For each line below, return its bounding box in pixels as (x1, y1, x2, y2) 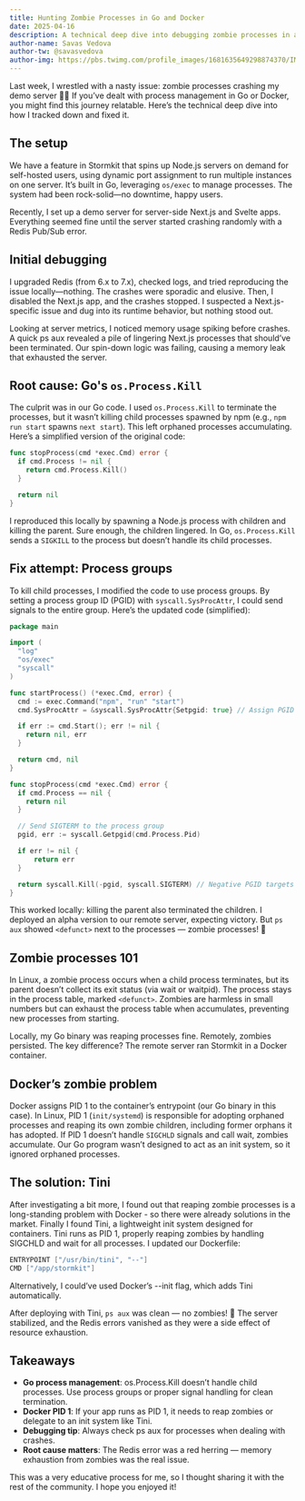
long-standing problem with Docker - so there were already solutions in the (9, 1208, 290, 1219)
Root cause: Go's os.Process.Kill (9, 378, 202, 393)
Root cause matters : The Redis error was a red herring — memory (22, 1445, 272, 1456)
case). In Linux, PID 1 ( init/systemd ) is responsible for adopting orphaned (9, 1110, 284, 1120)
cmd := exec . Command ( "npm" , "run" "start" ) (17, 697, 184, 706)
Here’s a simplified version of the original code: (9, 431, 186, 442)
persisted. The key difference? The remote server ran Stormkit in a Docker (9, 1040, 288, 1051)
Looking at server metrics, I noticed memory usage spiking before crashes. (9, 323, 290, 333)
